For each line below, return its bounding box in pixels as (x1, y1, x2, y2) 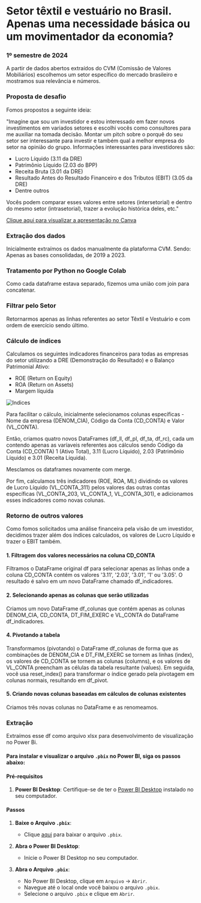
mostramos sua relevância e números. (6, 77, 101, 85)
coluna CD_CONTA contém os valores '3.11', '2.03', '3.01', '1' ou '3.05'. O (6, 572, 183, 579)
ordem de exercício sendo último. (6, 321, 89, 328)
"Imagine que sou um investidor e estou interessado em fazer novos (6, 118, 175, 125)
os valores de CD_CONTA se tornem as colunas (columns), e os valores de (6, 657, 191, 665)
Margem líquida (14, 387, 54, 394)
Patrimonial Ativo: (6, 363, 50, 370)
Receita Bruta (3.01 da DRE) (14, 168, 83, 175)
